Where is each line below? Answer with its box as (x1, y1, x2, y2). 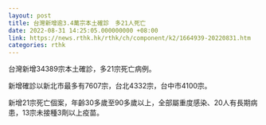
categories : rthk (8, 41, 66, 49)
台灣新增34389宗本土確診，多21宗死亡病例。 (8, 64, 156, 74)
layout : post (8, 11, 52, 20)
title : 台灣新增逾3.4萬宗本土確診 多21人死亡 (8, 19, 147, 27)
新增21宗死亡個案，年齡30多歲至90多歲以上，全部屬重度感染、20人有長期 (8, 98, 251, 107)
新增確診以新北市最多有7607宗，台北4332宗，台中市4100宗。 (8, 81, 212, 91)
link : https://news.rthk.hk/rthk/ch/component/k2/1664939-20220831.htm (8, 33, 251, 42)
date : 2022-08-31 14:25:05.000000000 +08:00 (8, 26, 158, 34)
